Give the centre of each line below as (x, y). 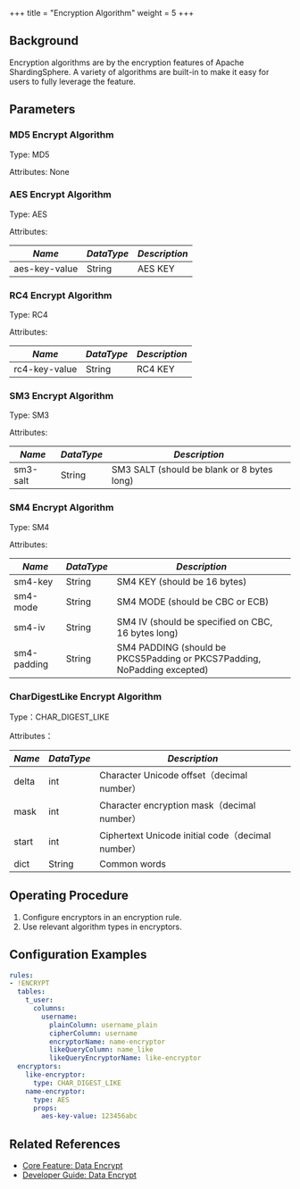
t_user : (39, 1000)
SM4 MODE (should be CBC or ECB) (193, 602)
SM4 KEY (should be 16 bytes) (182, 581)
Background (44, 41)
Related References (65, 1144)
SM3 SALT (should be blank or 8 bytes (192, 470)
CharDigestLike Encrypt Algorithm (86, 696)
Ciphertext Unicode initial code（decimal (185, 836)
